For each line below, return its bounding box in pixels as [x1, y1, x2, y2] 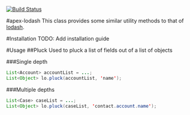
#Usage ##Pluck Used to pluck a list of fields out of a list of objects [6, 46, 173, 54]
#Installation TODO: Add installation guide [6, 35, 110, 42]
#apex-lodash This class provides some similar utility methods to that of [6, 17, 184, 24]
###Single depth [6, 58, 48, 65]
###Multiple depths [6, 86, 55, 93]
